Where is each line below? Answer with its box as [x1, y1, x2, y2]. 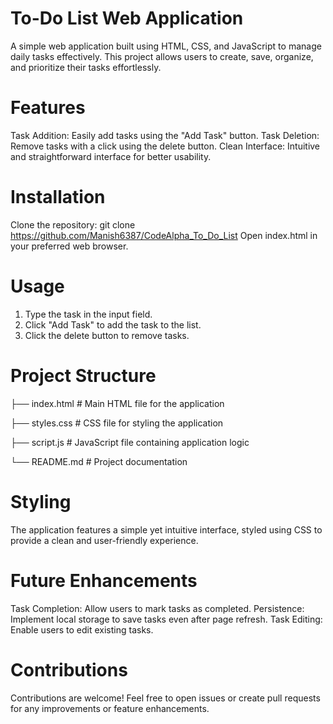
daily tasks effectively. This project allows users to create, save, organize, [10, 50, 314, 62]
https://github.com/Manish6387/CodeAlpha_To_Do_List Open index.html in [10, 229, 318, 241]
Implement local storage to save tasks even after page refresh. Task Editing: [10, 613, 323, 625]
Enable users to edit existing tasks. [10, 623, 154, 636]
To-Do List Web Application [10, 7, 244, 30]
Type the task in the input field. [24, 308, 153, 320]
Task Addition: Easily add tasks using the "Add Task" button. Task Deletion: [10, 129, 320, 141]
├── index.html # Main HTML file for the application [10, 397, 225, 409]
